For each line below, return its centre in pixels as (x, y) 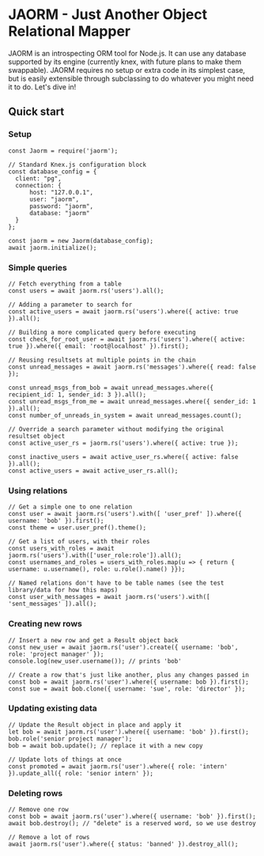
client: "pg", (38, 178)
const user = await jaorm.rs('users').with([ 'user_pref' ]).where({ (125, 514)
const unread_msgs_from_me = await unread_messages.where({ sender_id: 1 (132, 401)
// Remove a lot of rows (49, 837)
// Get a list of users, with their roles (79, 542)
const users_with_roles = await (61, 549)
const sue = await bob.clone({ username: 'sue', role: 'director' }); (127, 689)
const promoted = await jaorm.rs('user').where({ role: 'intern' (118, 766)
